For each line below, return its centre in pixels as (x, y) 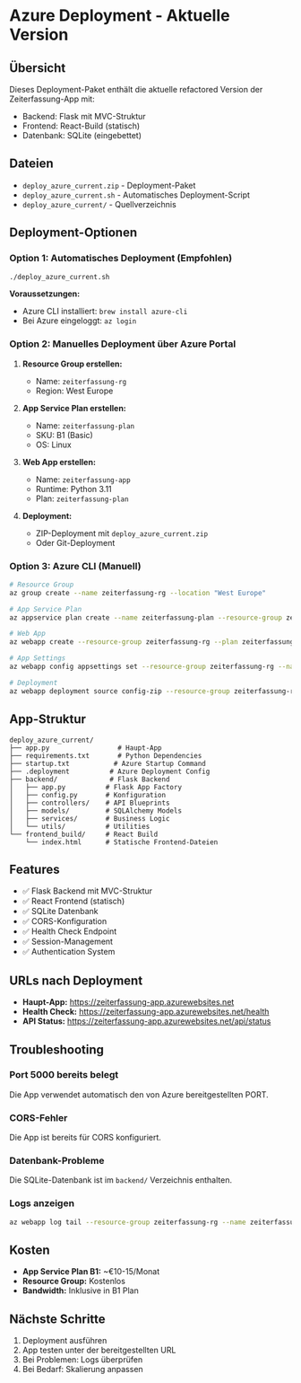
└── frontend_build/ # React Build (84, 834)
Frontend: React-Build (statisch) (81, 126)
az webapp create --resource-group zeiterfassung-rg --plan (124, 642)
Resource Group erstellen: (72, 364)
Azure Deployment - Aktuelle (120, 16)
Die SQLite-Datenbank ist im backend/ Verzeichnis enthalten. (121, 1180)
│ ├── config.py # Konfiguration (88, 795)
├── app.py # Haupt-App (86, 748)
